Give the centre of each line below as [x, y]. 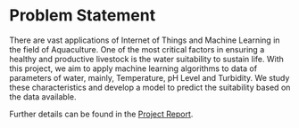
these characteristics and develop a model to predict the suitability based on [150, 87]
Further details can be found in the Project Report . [101, 114]
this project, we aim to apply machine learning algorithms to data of [133, 68]
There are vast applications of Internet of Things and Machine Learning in [145, 40]
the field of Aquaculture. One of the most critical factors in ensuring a [137, 49]
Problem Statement [83, 16]
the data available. [43, 96]
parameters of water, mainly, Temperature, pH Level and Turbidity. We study [149, 77]
